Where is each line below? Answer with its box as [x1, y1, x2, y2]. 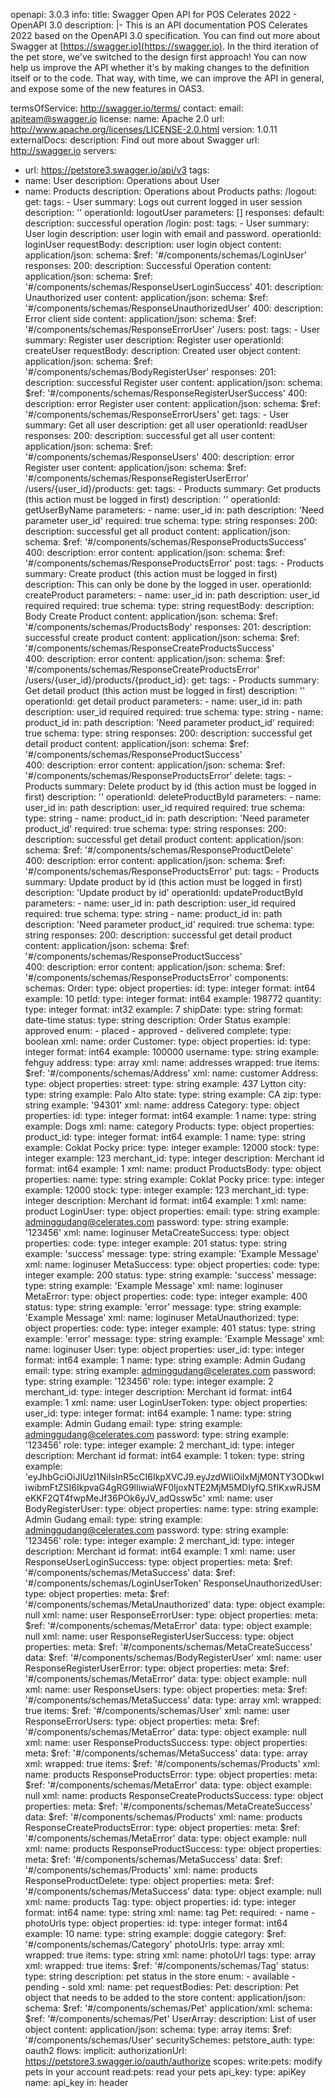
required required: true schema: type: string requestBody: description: [24, 600, 315, 611]
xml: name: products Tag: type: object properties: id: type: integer [24, 1896, 297, 1908]
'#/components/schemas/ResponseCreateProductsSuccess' [24, 642, 275, 654]
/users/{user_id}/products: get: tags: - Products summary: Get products [24, 483, 322, 494]
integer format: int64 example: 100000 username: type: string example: [24, 1046, 320, 1058]
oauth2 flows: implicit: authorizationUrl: [24, 2045, 188, 2056]
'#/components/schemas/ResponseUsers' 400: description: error [24, 451, 295, 463]
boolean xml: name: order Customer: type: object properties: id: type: [24, 1035, 312, 1047]
